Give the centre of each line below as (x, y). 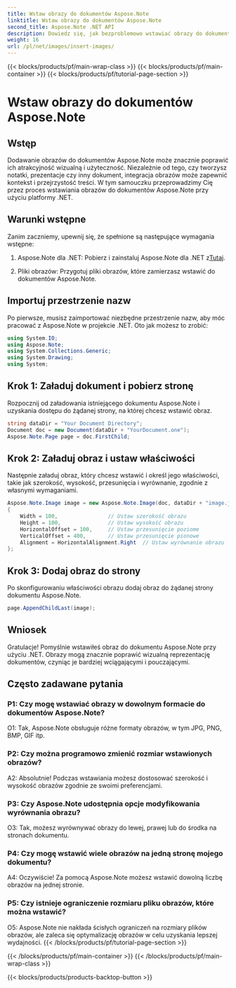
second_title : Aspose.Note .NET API (61, 27)
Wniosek (27, 630)
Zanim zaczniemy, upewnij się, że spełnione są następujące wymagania (111, 236)
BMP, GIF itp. (26, 736)
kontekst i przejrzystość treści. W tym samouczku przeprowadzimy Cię (110, 182)
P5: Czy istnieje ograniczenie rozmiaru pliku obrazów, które (111, 903)
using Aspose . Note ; (36, 345)
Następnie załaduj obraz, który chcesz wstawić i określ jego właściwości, (113, 475)
